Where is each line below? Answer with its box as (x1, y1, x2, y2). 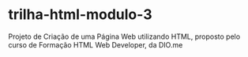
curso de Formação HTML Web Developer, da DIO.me (8, 40, 183, 49)
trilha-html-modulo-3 (8, 6, 152, 24)
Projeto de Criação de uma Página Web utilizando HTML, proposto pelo (8, 32, 241, 41)
